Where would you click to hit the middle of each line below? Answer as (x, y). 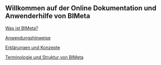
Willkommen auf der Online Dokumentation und (81, 8)
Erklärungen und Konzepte (33, 47)
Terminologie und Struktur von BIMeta (44, 57)
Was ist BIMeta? (22, 28)
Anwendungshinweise (28, 37)
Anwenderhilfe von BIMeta (48, 16)
